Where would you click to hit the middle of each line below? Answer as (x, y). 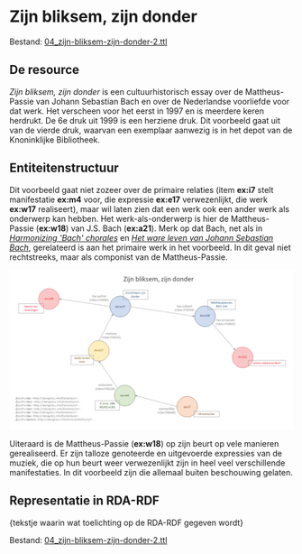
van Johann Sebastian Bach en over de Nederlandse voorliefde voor (163, 101)
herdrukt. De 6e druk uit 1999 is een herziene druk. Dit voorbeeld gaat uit (145, 120)
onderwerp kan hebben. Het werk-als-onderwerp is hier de (119, 218)
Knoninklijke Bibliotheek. (55, 139)
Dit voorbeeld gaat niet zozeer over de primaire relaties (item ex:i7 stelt (142, 189)
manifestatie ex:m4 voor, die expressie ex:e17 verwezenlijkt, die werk (139, 199)
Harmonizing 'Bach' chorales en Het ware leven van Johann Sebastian (142, 237)
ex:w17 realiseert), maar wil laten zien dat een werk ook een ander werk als (150, 208)
